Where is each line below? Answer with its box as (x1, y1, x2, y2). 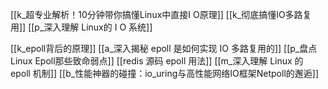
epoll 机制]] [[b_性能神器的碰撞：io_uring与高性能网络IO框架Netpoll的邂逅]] (10, 68, 319, 79)
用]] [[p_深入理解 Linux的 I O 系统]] (10, 21, 153, 33)
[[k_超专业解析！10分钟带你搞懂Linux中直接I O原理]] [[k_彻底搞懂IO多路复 (10, 9, 312, 20)
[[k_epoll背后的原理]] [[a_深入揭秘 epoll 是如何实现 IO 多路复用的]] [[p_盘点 (10, 43, 318, 54)
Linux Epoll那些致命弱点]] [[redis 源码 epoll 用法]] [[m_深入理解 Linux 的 (10, 55, 304, 67)
